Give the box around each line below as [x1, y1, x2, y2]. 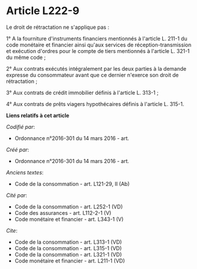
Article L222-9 [6, 4, 80, 18]
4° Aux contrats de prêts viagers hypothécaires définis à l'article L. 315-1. [6, 100, 185, 107]
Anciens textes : [6, 169, 44, 176]
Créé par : [6, 146, 29, 153]
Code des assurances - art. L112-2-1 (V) [14, 209, 111, 216]
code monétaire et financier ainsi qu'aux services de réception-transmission [6, 41, 192, 48]
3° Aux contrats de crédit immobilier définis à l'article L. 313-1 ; [6, 89, 159, 96]
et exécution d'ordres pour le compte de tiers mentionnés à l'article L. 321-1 [6, 47, 190, 54]
